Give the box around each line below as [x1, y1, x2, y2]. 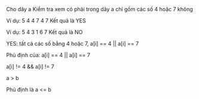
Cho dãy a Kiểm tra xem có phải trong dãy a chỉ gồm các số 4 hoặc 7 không [6, 6, 193, 12]
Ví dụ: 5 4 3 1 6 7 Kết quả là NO [6, 28, 83, 36]
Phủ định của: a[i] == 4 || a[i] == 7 [6, 52, 91, 59]
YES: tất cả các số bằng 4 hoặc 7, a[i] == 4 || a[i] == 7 [6, 40, 139, 47]
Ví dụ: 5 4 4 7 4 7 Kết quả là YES [6, 17, 86, 24]
